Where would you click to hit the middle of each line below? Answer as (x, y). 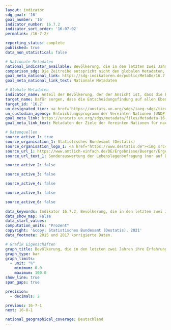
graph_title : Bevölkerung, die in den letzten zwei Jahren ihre (75, 249)
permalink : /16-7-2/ (27, 34)
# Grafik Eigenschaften (31, 244)
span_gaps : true (22, 282)
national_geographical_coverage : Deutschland (54, 319)
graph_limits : (20, 259)
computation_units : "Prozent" (37, 226)
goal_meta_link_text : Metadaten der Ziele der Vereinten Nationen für (82, 123)
